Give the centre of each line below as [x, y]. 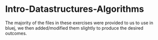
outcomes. [16, 33]
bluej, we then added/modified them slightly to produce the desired [74, 28]
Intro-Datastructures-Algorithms [75, 9]
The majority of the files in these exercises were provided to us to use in [79, 23]
